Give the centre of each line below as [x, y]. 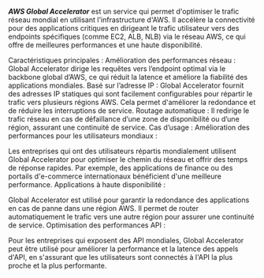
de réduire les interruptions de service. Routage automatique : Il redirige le [129, 111]
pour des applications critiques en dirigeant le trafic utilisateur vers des [124, 28]
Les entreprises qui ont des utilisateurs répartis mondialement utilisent [122, 151]
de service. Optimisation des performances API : [87, 225]
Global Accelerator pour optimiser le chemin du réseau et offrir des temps [128, 160]
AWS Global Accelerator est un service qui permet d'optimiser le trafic [124, 11]
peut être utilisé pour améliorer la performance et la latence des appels [123, 249]
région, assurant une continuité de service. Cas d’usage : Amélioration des [129, 127]
